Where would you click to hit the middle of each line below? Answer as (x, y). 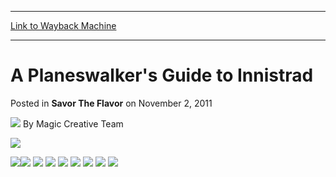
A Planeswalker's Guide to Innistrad (162, 75)
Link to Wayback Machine (63, 25)
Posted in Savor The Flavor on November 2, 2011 (111, 103)
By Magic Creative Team (73, 123)
